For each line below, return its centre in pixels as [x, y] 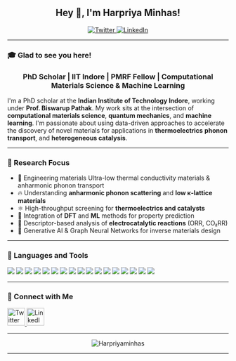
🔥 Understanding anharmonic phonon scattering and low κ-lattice [115, 193]
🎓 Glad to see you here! [50, 55]
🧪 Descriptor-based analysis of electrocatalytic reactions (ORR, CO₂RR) [123, 223]
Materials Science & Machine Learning [118, 85]
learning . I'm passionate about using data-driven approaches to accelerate [116, 123]
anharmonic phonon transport [61, 185]
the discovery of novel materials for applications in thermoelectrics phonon [118, 131]
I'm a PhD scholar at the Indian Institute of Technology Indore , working [111, 101]
